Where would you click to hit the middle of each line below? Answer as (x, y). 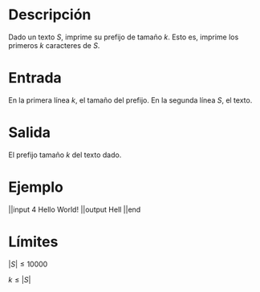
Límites (33, 241)
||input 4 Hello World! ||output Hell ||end (75, 209)
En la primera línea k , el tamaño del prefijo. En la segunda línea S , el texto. (130, 100)
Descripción (50, 15)
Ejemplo (36, 187)
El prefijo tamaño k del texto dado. (65, 155)
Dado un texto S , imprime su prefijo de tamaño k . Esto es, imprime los (124, 37)
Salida (29, 133)
